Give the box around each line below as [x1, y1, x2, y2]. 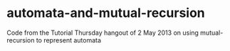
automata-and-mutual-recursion [6, 5, 206, 21]
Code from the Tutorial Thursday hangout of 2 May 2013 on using [6, 28, 199, 37]
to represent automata [36, 35, 101, 44]
